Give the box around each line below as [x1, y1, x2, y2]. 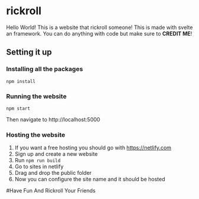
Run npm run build [14, 157, 61, 164]
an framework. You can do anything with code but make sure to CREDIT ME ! [6, 30, 192, 37]
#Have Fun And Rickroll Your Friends [6, 187, 96, 194]
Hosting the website [6, 130, 65, 139]
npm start [6, 105, 31, 111]
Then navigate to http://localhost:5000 [6, 115, 101, 123]
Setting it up [6, 47, 52, 57]
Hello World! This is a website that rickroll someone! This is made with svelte [6, 24, 193, 31]
